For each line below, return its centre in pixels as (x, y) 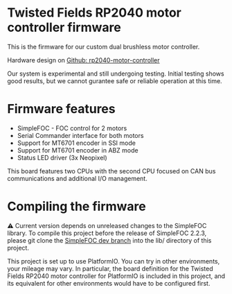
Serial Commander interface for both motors (80, 135)
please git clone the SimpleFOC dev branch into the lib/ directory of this (109, 240)
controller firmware (64, 27)
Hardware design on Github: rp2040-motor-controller (84, 60)
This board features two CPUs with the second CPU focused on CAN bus (111, 171)
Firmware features (61, 109)
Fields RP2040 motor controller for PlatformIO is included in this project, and (116, 276)
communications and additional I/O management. (77, 178)
